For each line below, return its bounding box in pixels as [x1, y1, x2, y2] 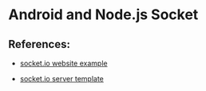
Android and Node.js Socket [8, 6, 199, 24]
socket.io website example [19, 58, 108, 68]
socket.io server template [19, 74, 104, 83]
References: [8, 38, 70, 51]
